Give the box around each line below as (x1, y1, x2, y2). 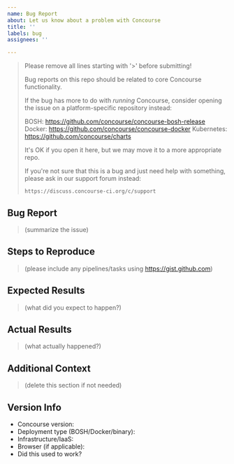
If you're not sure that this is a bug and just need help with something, (24, 167, 226, 175)
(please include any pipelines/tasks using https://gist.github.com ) (24, 264, 213, 273)
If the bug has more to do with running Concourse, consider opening (24, 96, 222, 105)
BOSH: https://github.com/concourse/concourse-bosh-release (24, 117, 206, 126)
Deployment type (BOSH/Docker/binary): (17, 428, 136, 435)
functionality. (24, 83, 62, 91)
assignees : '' (7, 36, 49, 43)
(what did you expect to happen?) (24, 303, 122, 312)
